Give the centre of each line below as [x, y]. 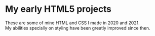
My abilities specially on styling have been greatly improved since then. [78, 28]
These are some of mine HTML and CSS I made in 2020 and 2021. [72, 23]
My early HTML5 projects [58, 9]
